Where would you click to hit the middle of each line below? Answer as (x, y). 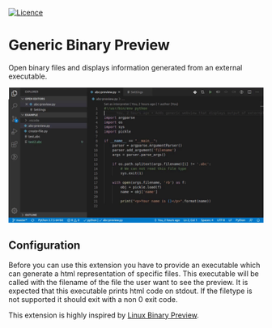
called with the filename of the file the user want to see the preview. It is (128, 282)
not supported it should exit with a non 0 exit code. (93, 299)
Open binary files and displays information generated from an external (125, 67)
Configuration (45, 246)
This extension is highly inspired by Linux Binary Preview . (104, 315)
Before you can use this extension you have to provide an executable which (134, 265)
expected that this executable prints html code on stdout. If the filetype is (130, 291)
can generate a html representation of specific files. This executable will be (134, 273)
